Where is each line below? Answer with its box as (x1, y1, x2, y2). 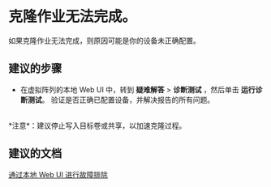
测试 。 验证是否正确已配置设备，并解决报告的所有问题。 (27, 95, 215, 104)
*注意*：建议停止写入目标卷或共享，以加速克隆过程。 (8, 121, 187, 130)
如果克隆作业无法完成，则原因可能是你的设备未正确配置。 (8, 36, 200, 45)
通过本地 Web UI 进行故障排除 (8, 169, 108, 179)
